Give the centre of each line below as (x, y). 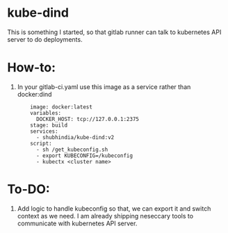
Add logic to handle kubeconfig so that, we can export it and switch (114, 208)
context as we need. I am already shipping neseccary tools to (105, 216)
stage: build (49, 125)
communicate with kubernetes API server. (77, 223)
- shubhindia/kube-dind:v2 (75, 137)
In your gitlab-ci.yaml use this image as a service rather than (104, 87)
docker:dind (34, 94)
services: (44, 131)
